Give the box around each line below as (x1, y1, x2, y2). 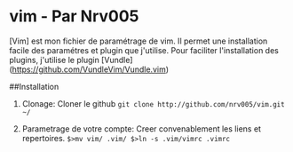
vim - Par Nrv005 (9, 6, 139, 27)
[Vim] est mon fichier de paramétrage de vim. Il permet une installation (9, 36, 268, 46)
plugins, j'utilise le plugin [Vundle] (9, 54, 133, 65)
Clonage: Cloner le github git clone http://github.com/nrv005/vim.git (21, 98, 286, 108)
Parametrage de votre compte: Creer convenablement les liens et (21, 123, 262, 134)
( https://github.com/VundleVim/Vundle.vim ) (9, 64, 170, 75)
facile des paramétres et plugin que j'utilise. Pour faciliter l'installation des (9, 44, 280, 55)
